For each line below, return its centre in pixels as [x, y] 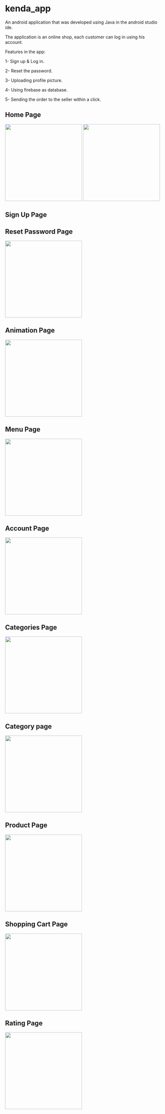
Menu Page [23, 429]
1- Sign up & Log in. [25, 61]
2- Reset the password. [29, 71]
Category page [28, 726]
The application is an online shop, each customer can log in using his [75, 37]
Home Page [23, 115]
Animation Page [30, 330]
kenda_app [28, 9]
